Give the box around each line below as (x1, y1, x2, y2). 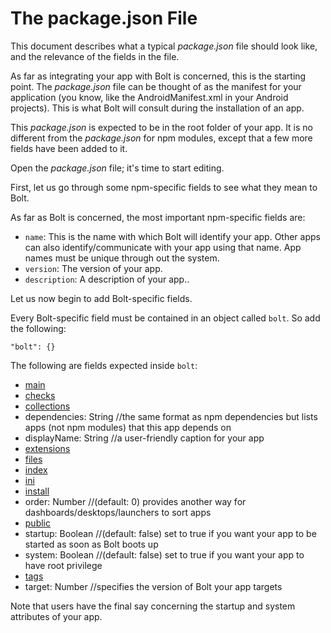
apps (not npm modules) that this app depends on (24, 421, 232, 433)
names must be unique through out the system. (24, 252, 220, 264)
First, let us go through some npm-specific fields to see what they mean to (10, 181, 318, 193)
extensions (24, 442, 71, 454)
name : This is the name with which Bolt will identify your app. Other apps (24, 230, 321, 242)
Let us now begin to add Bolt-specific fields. (10, 292, 193, 304)
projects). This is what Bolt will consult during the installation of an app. (10, 102, 305, 114)
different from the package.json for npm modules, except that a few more (10, 132, 313, 144)
